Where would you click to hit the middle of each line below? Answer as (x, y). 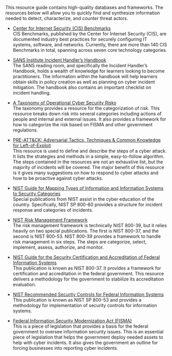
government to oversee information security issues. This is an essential (88, 332)
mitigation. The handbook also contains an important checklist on (82, 87)
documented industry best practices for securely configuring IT (80, 39)
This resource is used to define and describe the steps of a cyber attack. (90, 151)
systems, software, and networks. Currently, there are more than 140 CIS (90, 45)
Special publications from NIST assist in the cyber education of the (83, 199)
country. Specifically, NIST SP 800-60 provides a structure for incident (88, 204)
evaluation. (24, 284)
